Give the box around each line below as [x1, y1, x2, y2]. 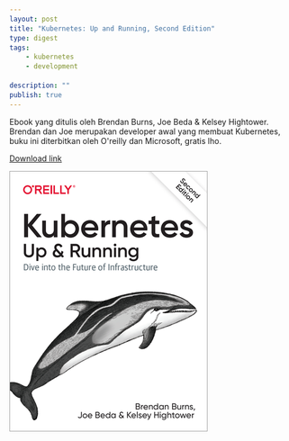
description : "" [9, 81, 70, 90]
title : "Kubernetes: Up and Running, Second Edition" [9, 23, 216, 33]
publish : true [9, 90, 63, 99]
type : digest [9, 33, 59, 42]
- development [25, 62, 78, 71]
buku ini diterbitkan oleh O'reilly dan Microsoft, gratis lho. [9, 135, 222, 146]
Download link [9, 153, 63, 164]
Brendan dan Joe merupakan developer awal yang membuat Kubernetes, [9, 126, 281, 137]
